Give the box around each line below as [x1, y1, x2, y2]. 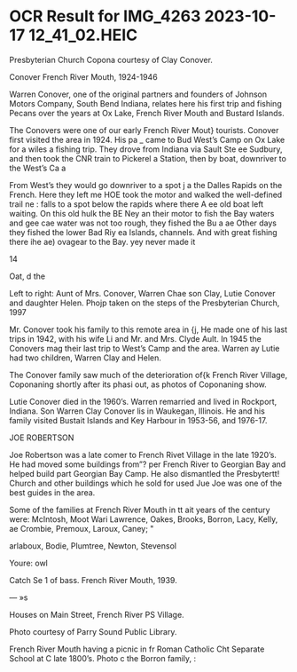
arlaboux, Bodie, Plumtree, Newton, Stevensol [9, 540, 177, 551]
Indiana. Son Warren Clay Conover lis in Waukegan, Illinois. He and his [9, 406, 266, 416]
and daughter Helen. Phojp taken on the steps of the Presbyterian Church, [9, 297, 280, 308]
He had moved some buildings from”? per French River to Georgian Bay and [9, 459, 286, 470]
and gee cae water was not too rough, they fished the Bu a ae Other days [9, 217, 277, 228]
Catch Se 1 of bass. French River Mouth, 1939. [9, 574, 177, 585]
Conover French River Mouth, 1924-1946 [9, 71, 158, 82]
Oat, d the [9, 271, 46, 281]
